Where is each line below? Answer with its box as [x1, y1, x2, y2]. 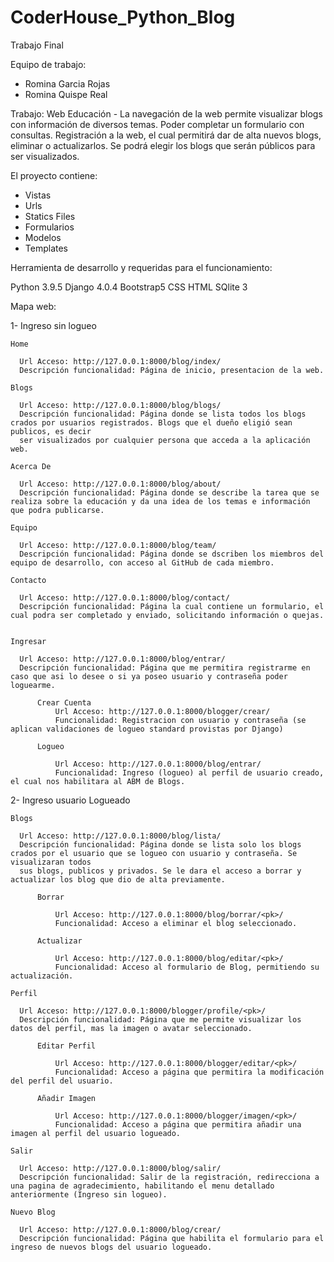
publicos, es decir [10, 426, 92, 436]
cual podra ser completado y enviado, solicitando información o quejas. [10, 610, 325, 620]
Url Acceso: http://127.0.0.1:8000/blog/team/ [19, 540, 217, 550]
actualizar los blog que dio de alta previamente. [10, 874, 226, 885]
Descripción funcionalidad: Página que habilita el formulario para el [19, 1233, 325, 1243]
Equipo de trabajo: [10, 58, 87, 70]
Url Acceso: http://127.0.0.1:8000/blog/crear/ [19, 1224, 222, 1235]
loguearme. [10, 680, 56, 690]
